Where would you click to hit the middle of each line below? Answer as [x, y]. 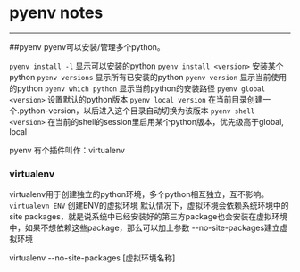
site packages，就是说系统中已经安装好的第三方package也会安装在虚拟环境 [149, 217]
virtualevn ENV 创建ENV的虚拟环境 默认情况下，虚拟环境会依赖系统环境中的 [149, 206]
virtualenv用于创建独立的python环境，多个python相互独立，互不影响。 [139, 194]
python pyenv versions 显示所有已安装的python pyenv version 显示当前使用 [148, 77]
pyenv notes [56, 13]
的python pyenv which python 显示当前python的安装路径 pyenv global [137, 88]
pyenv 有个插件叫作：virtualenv [67, 150]
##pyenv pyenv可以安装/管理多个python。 [87, 46]
